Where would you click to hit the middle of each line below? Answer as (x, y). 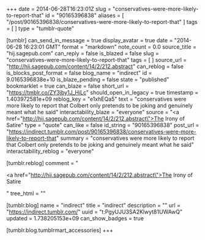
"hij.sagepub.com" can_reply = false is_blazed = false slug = (83, 53)
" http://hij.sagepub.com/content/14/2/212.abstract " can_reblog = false (95, 66)
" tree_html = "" (26, 193)
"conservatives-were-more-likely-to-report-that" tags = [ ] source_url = (97, 60)
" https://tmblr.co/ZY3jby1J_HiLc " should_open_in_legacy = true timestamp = (102, 92)
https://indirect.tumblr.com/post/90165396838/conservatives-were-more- (103, 132)
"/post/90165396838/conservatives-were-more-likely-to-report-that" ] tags (102, 22)
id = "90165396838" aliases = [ (84, 15)
